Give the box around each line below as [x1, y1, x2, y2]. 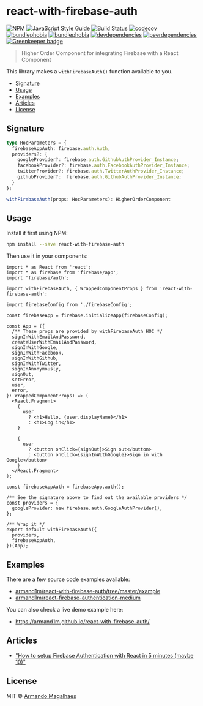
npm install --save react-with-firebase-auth [6, 241, 124, 247]
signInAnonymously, [12, 366, 62, 372]
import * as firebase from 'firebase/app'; [6, 269, 119, 276]
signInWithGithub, [12, 355, 59, 362]
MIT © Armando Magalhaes [6, 692, 76, 699]
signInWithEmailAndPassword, [12, 334, 86, 340]
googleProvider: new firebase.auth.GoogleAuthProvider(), [12, 505, 163, 512]
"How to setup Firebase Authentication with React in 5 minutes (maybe [15, 652, 194, 659]
